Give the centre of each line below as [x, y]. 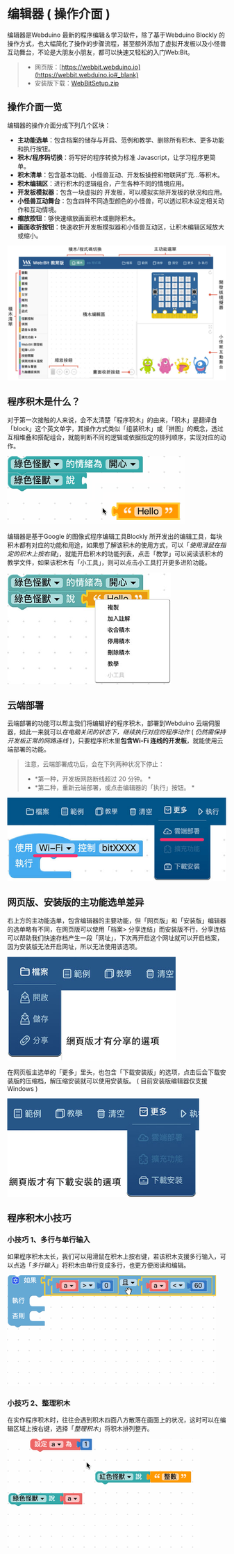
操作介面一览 [35, 107]
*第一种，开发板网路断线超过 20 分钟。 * [93, 779]
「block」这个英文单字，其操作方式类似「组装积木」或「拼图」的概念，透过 [116, 428]
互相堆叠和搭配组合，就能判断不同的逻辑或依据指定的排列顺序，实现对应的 [114, 437]
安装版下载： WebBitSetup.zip [77, 83]
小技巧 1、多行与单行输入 [49, 1240]
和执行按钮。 [35, 148]
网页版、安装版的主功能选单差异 [76, 902]
